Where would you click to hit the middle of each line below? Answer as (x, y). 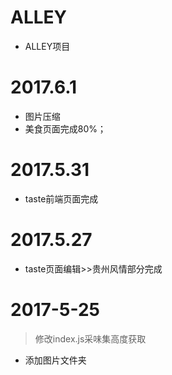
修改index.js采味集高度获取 (90, 338)
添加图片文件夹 (55, 360)
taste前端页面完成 (61, 198)
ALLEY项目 (47, 46)
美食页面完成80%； (65, 128)
